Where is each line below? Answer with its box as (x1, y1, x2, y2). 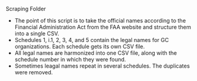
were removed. (14, 69, 53, 76)
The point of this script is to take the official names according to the (14, 17, 187, 24)
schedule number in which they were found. (14, 56, 126, 63)
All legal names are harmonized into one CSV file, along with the (14, 49, 177, 57)
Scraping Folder (6, 5, 47, 12)
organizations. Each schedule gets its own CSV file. (14, 43, 145, 50)
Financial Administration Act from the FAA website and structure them (14, 24, 191, 30)
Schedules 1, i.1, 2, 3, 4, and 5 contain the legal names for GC (14, 37, 169, 43)
